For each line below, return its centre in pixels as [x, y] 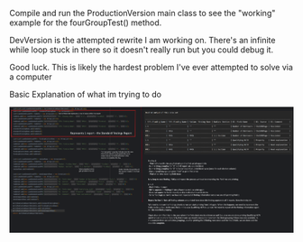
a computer [31, 77]
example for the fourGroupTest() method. [86, 23]
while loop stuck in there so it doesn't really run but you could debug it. [141, 50]
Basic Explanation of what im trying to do [86, 94]
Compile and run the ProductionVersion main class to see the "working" [142, 13]
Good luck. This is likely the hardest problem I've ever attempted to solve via [151, 67]
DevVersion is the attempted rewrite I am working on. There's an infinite [142, 40]
